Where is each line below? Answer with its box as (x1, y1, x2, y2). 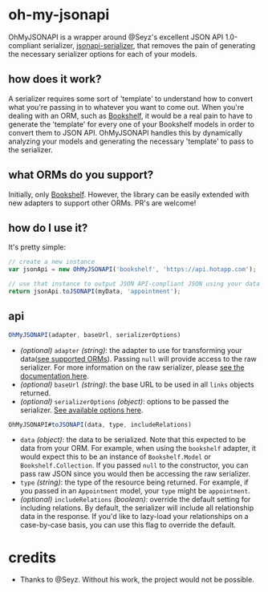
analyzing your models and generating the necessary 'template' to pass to (8, 136, 254, 146)
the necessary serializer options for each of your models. (8, 49, 198, 59)
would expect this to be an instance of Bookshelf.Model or (19, 452, 211, 462)
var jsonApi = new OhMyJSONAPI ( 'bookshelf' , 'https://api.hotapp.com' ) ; (8, 266, 257, 274)
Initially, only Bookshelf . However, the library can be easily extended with (8, 189, 250, 199)
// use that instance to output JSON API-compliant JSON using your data (8, 280, 261, 288)
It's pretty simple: (8, 242, 67, 252)
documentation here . (19, 371, 90, 380)
